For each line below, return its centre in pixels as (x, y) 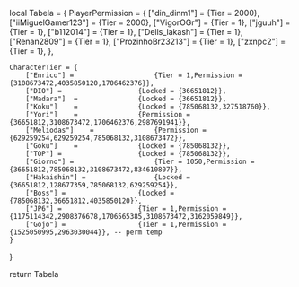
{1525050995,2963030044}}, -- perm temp (86, 232)
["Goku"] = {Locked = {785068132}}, (128, 146)
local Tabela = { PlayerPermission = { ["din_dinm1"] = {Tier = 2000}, (135, 13)
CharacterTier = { (44, 67)
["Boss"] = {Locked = (100, 193)
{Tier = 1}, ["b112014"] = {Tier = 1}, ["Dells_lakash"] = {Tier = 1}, (127, 32)
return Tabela (34, 274)
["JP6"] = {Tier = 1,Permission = (126, 209)
